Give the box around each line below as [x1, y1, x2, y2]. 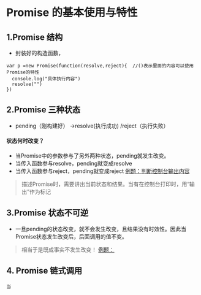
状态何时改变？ [6, 137, 44, 145]
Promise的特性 [6, 69, 40, 75]
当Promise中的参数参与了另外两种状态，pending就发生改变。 [15, 152, 170, 159]
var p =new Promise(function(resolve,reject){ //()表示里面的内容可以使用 [6, 63, 194, 69]
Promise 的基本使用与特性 [6, 6, 138, 20]
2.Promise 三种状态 [6, 105, 81, 115]
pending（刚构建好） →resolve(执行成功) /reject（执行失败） [15, 122, 169, 129]
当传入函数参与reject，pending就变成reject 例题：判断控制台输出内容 [15, 167, 190, 175]
